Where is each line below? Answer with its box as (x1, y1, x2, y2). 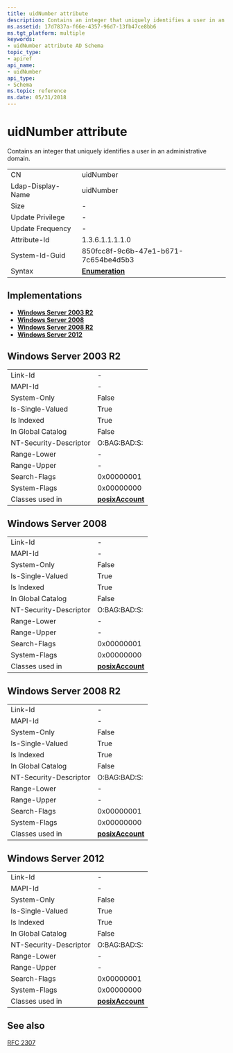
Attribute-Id (10, 235, 50, 244)
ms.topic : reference (7, 87, 67, 94)
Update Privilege (10, 212, 65, 222)
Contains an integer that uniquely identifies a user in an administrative (7, 146, 207, 155)
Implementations (7, 289, 83, 302)
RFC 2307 (7, 1038, 36, 1047)
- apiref (7, 56, 33, 62)
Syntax (10, 266, 33, 276)
